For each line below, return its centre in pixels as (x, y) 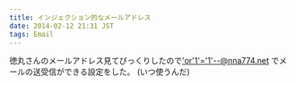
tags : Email (31, 34)
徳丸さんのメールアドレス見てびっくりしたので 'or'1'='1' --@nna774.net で (144, 61)
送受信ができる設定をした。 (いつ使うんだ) (111, 72)
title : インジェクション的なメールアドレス (80, 17)
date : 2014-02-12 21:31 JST (62, 26)
